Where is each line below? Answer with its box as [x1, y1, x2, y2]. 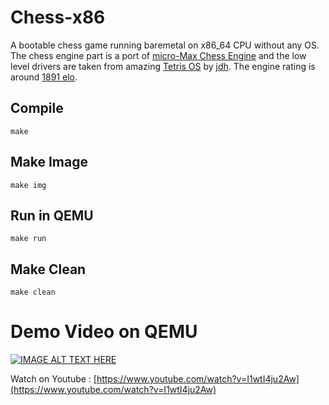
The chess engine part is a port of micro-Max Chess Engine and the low [10, 49, 307, 61]
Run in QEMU [10, 207, 94, 224]
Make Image [10, 154, 88, 171]
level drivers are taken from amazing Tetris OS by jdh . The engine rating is [10, 60, 316, 72]
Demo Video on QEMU [10, 321, 198, 343]
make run [10, 234, 47, 244]
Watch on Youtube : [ [10, 373, 97, 385]
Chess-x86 [10, 6, 106, 29]
